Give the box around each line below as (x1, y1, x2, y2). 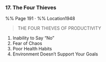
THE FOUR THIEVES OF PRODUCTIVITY (17, 25, 101, 31)
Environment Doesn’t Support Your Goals (12, 51, 98, 57)
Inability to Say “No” (12, 35, 55, 41)
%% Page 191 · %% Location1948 (5, 16, 75, 22)
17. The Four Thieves (5, 4, 57, 11)
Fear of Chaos (12, 40, 42, 46)
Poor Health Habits (12, 46, 52, 52)
